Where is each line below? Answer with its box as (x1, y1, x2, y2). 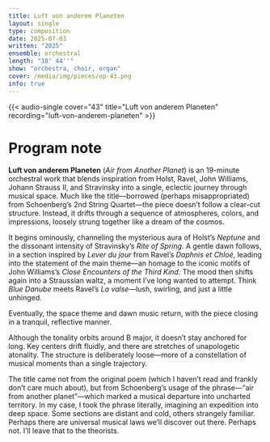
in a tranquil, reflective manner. (8, 317, 112, 327)
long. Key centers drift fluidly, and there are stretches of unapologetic (8, 342, 240, 351)
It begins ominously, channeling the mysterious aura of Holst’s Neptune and (8, 232, 260, 243)
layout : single (8, 19, 60, 28)
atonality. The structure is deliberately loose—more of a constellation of (8, 350, 247, 360)
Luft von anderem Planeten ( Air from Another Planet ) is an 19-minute (8, 165, 240, 175)
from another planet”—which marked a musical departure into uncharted (8, 392, 251, 402)
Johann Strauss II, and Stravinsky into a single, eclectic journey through (8, 183, 247, 193)
